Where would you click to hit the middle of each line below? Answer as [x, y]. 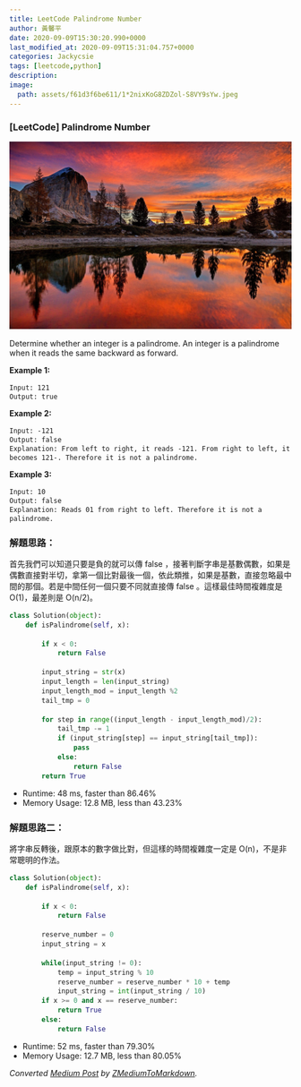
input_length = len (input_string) [106, 682]
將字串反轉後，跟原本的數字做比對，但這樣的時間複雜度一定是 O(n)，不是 [144, 848]
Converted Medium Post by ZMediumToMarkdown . [103, 1073]
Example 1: [30, 370]
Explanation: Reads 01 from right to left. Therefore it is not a [136, 509]
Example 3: [30, 474]
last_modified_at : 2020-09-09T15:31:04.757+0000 [102, 47]
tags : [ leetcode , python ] [56, 66]
